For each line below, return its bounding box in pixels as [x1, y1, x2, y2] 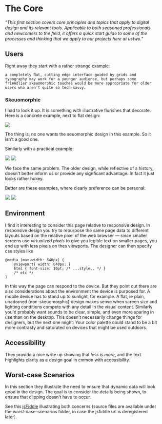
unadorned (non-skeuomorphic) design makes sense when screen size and [5, 298, 157, 305]
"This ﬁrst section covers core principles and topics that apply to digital [5, 19, 149, 25]
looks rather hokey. [5, 176, 44, 182]
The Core [5, 3, 43, 14]
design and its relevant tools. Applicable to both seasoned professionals [5, 25, 151, 31]
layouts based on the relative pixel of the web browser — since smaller [5, 232, 147, 238]
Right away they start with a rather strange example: [5, 63, 110, 69]
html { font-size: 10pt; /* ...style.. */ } [14, 266, 106, 271]
